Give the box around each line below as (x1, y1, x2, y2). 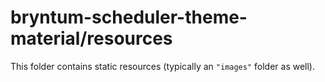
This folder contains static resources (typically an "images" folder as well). (10, 60, 316, 72)
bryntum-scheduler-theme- (10, 6, 248, 29)
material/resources (10, 27, 173, 50)
